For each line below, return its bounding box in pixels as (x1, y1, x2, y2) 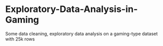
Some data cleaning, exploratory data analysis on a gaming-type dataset (5, 30, 158, 36)
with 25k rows (5, 36, 35, 42)
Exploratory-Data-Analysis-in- (5, 3, 138, 15)
